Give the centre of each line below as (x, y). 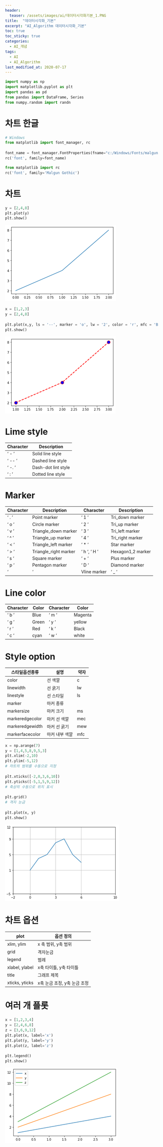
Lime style (27, 432)
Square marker (47, 558)
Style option (30, 656)
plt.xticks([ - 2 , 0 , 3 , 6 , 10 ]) (32, 776)
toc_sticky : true (23, 36)
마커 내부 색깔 (60, 734)
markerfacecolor (24, 734)
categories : (17, 42)
